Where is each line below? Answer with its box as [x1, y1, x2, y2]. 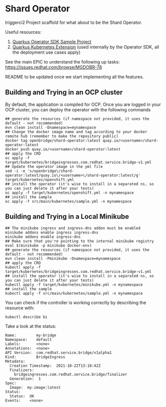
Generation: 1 [9, 376, 41, 381]
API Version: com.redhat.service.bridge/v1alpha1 [5, 350, 112, 355]
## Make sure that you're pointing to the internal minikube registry [5, 239, 154, 244]
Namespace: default [5, 337, 52, 342]
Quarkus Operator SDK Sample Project [12, 38, 92, 45]
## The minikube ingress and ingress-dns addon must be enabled [5, 226, 141, 231]
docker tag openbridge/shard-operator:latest [5, 138, 101, 143]
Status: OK [9, 394, 35, 399]
